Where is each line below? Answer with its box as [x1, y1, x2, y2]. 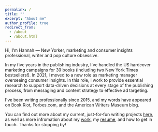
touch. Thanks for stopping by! [5, 121, 66, 127]
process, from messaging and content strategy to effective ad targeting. [5, 88, 149, 93]
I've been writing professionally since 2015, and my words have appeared [5, 97, 151, 103]
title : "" [5, 12, 25, 16]
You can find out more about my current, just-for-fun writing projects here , [5, 111, 154, 117]
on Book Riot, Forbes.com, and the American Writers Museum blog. [5, 102, 139, 108]
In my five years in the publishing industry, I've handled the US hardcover [5, 61, 151, 68]
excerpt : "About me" [5, 16, 47, 21]
